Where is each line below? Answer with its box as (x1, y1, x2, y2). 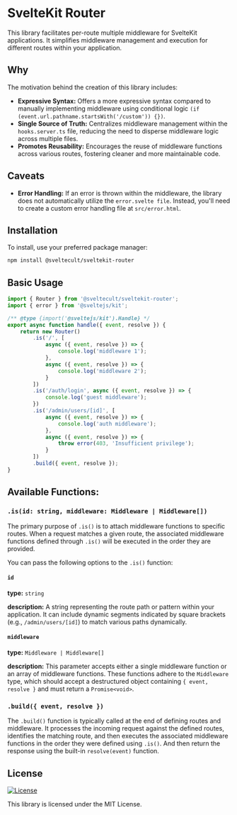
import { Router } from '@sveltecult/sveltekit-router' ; (7, 296, 179, 303)
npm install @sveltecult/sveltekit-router (7, 257, 134, 264)
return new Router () (20, 328, 81, 335)
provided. (7, 544, 35, 553)
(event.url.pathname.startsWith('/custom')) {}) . (17, 111, 166, 120)
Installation (7, 224, 58, 236)
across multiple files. (17, 134, 79, 143)
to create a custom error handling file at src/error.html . (17, 204, 182, 212)
